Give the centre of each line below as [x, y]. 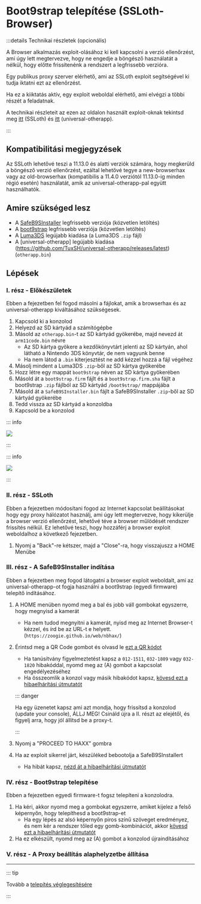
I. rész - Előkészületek [39, 290]
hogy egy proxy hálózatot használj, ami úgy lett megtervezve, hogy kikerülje [100, 515]
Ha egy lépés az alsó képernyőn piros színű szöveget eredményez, [106, 819]
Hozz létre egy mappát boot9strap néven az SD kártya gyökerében [97, 373]
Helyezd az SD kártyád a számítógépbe [63, 328]
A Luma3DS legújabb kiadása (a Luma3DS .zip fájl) [78, 235]
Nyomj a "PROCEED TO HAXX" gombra [63, 743]
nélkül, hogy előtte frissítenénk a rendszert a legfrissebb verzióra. [87, 65]
